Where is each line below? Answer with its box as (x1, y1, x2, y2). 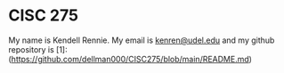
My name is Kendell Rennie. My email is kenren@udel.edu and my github (8, 35, 275, 45)
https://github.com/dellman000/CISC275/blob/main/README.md (11, 53, 250, 64)
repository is (8, 44, 54, 54)
